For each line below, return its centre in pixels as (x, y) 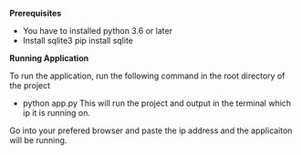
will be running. (38, 140)
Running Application (49, 58)
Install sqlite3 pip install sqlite (78, 41)
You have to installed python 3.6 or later (98, 31)
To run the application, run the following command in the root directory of (147, 76)
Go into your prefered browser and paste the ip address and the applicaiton (151, 130)
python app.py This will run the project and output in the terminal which (157, 103)
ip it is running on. (57, 113)
